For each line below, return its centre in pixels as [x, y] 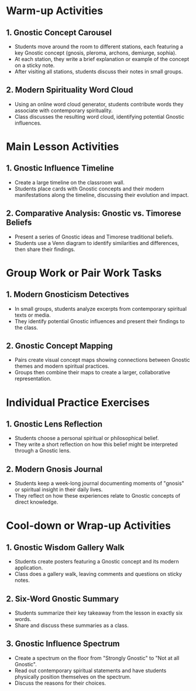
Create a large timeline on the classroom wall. [69, 182]
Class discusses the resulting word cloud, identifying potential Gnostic [99, 116]
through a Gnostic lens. [43, 451]
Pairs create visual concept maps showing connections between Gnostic [102, 360]
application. [29, 568]
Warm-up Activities [55, 11]
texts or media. [32, 315]
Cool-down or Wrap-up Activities [89, 526]
